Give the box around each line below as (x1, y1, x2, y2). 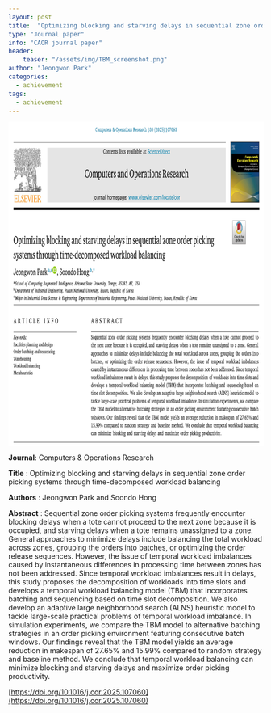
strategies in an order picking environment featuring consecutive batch (8, 629, 244, 639)
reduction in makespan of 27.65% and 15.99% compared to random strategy (8, 646, 262, 656)
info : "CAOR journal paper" (8, 39, 103, 47)
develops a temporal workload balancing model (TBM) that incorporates (8, 586, 248, 596)
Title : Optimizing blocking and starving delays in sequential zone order (8, 469, 246, 479)
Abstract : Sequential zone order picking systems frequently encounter (8, 508, 246, 518)
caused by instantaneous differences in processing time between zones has (8, 560, 262, 570)
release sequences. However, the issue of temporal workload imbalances (8, 551, 252, 561)
